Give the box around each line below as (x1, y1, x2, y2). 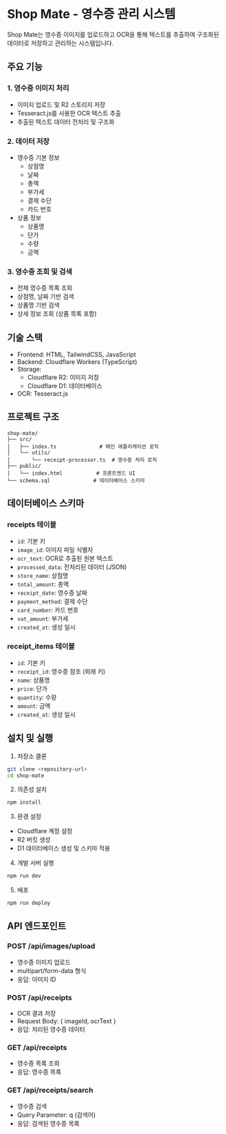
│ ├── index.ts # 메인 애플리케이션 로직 (7, 443, 159, 450)
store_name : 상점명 (16, 571, 69, 579)
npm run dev (7, 873, 41, 879)
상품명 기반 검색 (16, 301, 60, 310)
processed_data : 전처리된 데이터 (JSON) (16, 562, 127, 571)
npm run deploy (7, 899, 51, 907)
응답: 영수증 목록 (16, 1068, 62, 1076)
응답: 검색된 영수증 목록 (16, 1119, 80, 1127)
